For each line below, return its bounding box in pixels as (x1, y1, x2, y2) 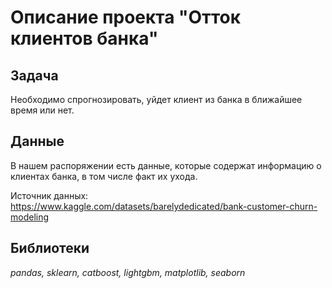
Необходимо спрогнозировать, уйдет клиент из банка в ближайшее (10, 94, 303, 105)
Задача (10, 67, 59, 84)
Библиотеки (10, 240, 90, 257)
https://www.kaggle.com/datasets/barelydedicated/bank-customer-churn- (10, 200, 318, 212)
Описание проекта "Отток (10, 6, 242, 29)
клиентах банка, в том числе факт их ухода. (10, 170, 198, 182)
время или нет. (10, 104, 75, 116)
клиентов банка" (10, 27, 159, 50)
